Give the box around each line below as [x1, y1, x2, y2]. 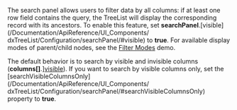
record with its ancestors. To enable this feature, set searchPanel [7, 21, 199, 29]
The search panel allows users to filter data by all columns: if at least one [7, 6, 221, 14]
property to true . [7, 94, 57, 103]
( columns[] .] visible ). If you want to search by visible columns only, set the [7, 65, 224, 73]
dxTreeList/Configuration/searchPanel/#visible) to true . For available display [7, 36, 231, 44]
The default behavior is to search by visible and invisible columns [7, 57, 199, 66]
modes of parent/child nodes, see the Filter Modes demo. [7, 44, 176, 51]
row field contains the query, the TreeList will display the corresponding [7, 13, 217, 22]
